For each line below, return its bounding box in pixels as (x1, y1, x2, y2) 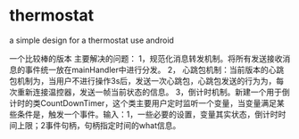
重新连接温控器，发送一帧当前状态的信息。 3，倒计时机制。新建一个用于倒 (16, 86, 290, 97)
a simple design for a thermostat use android (9, 35, 174, 45)
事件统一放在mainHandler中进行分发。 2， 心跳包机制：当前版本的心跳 (24, 64, 285, 75)
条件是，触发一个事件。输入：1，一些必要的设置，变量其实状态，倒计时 (16, 109, 278, 119)
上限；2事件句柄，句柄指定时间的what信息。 (16, 119, 181, 130)
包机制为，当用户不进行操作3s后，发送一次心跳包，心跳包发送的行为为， (9, 75, 277, 86)
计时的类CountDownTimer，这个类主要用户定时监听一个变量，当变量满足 (9, 97, 277, 108)
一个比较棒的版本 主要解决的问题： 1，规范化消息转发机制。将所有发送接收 (9, 53, 283, 63)
